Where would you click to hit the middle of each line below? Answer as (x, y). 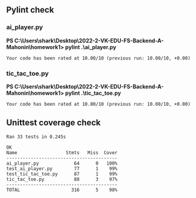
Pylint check (30, 10)
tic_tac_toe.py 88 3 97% (62, 179)
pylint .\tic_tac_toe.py (93, 93)
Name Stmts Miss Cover (62, 152)
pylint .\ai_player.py (91, 47)
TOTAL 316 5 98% (62, 190)
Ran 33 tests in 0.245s (36, 137)
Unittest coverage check (54, 123)
